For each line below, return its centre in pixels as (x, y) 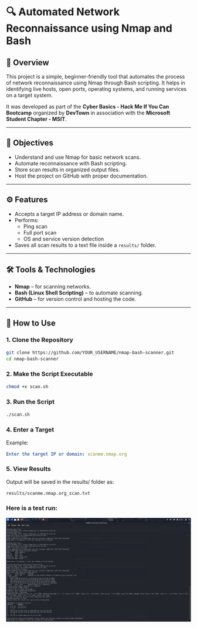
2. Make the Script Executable (50, 374)
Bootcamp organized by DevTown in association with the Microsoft (88, 113)
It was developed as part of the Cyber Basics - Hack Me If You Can (88, 106)
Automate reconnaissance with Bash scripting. (71, 163)
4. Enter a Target (30, 430)
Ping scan (35, 226)
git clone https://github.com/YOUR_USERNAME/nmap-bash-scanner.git (90, 353)
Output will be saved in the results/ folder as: (60, 481)
